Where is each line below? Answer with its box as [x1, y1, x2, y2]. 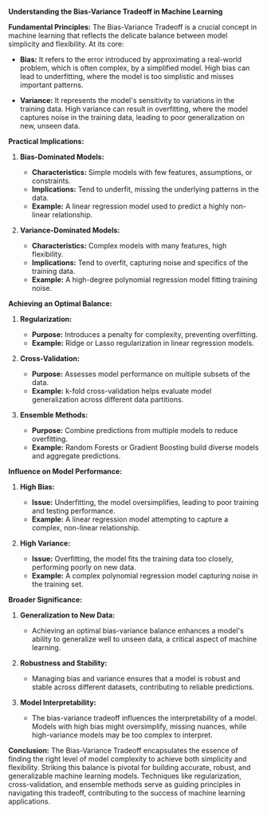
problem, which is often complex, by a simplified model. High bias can [19, 63, 250, 73]
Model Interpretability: [19, 698, 97, 707]
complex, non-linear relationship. [31, 523, 141, 532]
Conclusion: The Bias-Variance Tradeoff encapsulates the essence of [8, 746, 238, 755]
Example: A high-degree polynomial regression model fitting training [31, 275, 257, 284]
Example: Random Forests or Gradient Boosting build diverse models [31, 443, 259, 452]
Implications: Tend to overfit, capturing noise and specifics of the [31, 258, 249, 267]
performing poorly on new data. [31, 562, 137, 572]
